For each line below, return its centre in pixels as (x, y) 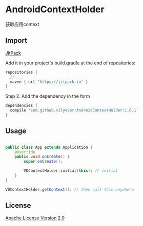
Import (16, 41)
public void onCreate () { (42, 157)
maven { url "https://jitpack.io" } (49, 82)
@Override (25, 152)
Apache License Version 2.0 (35, 218)
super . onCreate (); (43, 162)
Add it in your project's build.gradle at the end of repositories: (70, 63)
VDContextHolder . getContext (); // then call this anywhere (70, 189)
